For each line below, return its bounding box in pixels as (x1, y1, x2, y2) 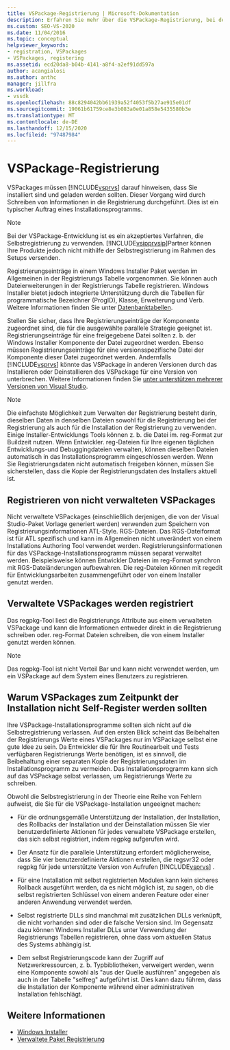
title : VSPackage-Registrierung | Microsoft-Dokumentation (7, 10, 179, 17)
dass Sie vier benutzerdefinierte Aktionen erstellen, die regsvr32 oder (16, 855, 214, 863)
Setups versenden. (7, 254, 60, 262)
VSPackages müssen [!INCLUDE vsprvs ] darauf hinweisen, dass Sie (7, 183, 198, 192)
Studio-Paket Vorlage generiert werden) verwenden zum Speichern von (7, 520, 210, 528)
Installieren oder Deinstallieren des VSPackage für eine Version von (7, 368, 197, 376)
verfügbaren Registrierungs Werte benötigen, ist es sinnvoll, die (7, 750, 187, 758)
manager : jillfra (7, 80, 57, 87)
